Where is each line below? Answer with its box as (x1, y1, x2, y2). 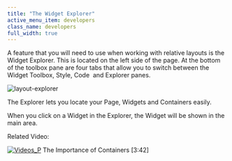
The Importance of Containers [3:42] (43, 146, 149, 154)
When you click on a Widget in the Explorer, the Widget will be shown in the (7, 112, 225, 120)
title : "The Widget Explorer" (7, 10, 96, 17)
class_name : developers (7, 23, 77, 30)
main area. (7, 119, 38, 128)
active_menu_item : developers (7, 17, 96, 24)
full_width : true (7, 29, 58, 37)
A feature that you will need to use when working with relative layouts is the (7, 49, 225, 57)
